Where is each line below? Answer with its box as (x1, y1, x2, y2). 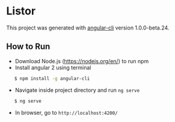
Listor (6, 4, 36, 18)
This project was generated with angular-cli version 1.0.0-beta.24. (6, 24, 170, 31)
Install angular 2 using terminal (14, 64, 91, 71)
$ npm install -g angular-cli (14, 75, 90, 82)
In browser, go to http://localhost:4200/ (14, 109, 118, 116)
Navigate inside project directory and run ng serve (14, 86, 140, 94)
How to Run (6, 41, 51, 52)
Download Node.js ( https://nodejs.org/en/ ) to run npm (14, 57, 149, 64)
